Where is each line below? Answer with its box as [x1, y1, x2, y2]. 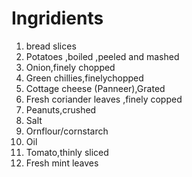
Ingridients [11, 7, 104, 30]
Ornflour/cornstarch [25, 125, 109, 137]
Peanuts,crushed [25, 103, 97, 116]
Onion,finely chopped [25, 61, 116, 73]
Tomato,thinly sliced [25, 146, 109, 158]
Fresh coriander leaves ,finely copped [25, 93, 183, 105]
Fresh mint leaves [25, 157, 99, 169]
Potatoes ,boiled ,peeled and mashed [25, 50, 180, 62]
